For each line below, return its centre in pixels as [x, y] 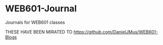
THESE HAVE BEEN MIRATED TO [39, 32]
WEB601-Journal [41, 9]
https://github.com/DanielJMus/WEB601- [116, 32]
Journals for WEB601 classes [35, 22]
